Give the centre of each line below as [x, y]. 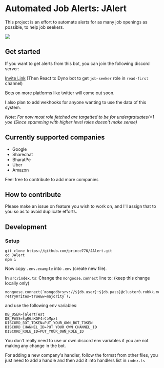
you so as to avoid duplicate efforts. [41, 212]
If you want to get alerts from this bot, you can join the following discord [77, 63]
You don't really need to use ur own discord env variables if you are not [77, 341]
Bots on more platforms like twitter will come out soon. [60, 93]
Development [26, 227]
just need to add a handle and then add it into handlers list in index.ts [75, 360]
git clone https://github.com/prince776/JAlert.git [59, 251]
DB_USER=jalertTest [25, 315]
